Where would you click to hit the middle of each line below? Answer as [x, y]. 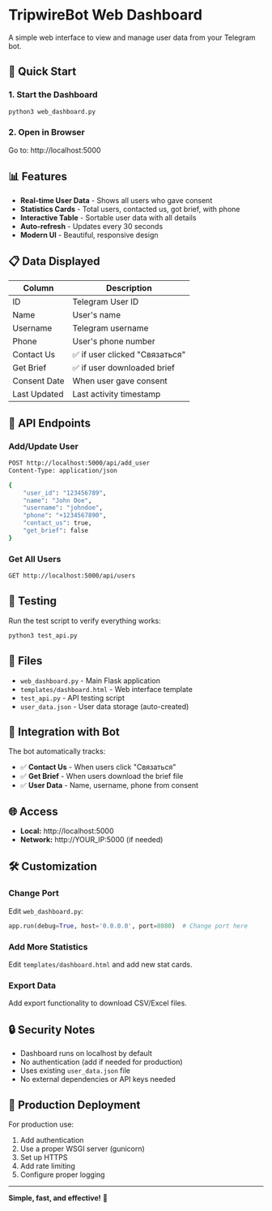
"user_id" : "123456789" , [65, 493]
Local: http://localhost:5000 [67, 831]
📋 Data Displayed [54, 261]
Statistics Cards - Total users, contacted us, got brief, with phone [130, 209]
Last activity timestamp [117, 394]
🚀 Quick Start [42, 72]
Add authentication [52, 1140]
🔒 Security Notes [52, 1029]
